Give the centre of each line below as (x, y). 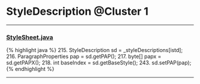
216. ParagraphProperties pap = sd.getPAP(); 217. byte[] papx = (84, 56)
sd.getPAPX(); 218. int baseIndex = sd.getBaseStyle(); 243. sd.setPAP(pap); (99, 63)
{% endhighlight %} (30, 69)
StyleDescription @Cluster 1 (77, 12)
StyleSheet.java (30, 37)
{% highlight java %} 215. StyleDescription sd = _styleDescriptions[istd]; (95, 50)
